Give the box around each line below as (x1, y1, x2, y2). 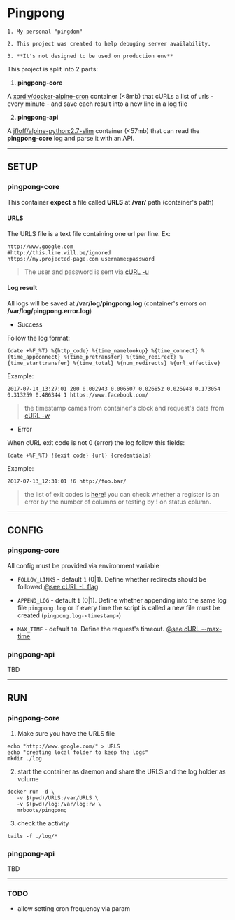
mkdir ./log (7, 755, 42, 762)
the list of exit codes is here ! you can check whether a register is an (24, 490, 220, 499)
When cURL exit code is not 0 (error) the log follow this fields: (7, 439, 185, 447)
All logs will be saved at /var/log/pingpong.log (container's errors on (7, 299, 207, 308)
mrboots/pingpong (16, 806, 68, 813)
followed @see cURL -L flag (17, 582, 99, 591)
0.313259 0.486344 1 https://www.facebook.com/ (7, 392, 149, 399)
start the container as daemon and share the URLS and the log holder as (17, 767, 226, 776)
